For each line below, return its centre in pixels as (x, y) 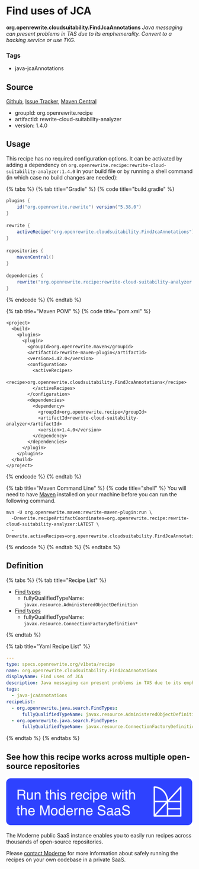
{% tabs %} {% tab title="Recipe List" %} (56, 580)
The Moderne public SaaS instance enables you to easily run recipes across (99, 835)
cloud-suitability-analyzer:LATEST (50, 524)
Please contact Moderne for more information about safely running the (92, 853)
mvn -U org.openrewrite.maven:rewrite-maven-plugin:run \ (79, 512)
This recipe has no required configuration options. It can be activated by (94, 158)
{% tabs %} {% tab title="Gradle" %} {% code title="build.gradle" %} (90, 189)
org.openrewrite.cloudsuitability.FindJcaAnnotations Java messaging (94, 27)
